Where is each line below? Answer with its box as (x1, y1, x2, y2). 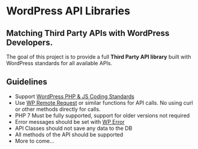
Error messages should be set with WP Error (14, 118, 125, 125)
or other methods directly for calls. (14, 105, 101, 112)
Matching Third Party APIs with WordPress (6, 28, 170, 38)
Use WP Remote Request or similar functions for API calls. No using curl (14, 99, 193, 106)
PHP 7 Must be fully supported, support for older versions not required (14, 112, 190, 119)
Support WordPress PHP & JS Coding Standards (14, 93, 135, 100)
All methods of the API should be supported (14, 130, 124, 138)
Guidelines (6, 77, 47, 87)
